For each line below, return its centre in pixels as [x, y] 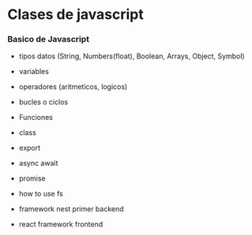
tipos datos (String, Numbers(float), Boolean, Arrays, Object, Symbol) [132, 56]
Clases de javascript [75, 15]
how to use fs [41, 194]
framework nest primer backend [71, 209]
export [30, 148]
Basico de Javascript [49, 39]
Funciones [36, 117]
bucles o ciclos [43, 102]
